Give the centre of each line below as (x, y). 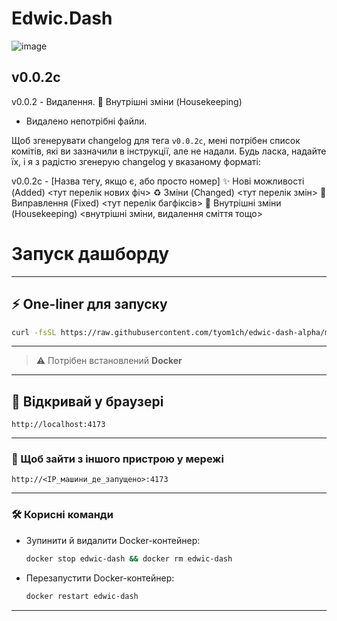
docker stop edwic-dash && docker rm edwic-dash (129, 558)
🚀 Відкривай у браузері (87, 401)
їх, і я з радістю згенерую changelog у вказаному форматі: (136, 161)
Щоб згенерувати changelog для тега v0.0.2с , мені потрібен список (156, 140)
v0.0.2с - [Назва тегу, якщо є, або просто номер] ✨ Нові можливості (158, 181)
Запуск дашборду (90, 253)
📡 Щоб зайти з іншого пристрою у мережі (117, 459)
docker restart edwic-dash (82, 596)
